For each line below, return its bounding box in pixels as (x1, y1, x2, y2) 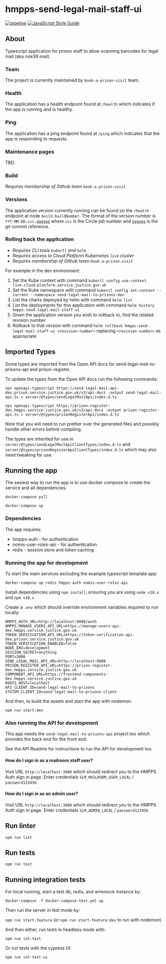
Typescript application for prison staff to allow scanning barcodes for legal (5, 48, 159, 54)
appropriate (12, 333, 37, 339)
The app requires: (5, 526, 42, 532)
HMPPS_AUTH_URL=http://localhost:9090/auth (5, 619, 97, 625)
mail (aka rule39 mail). (5, 53, 51, 59)
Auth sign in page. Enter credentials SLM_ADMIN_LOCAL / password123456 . (5, 807, 150, 813)
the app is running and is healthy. (5, 106, 74, 112)
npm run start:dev (5, 708, 43, 713)
